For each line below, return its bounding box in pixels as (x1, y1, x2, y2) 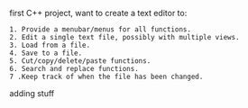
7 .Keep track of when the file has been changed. (9, 72, 204, 81)
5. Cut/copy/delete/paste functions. (9, 57, 152, 66)
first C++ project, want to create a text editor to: (9, 8, 188, 18)
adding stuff (9, 88, 55, 98)
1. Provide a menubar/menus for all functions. (9, 25, 192, 34)
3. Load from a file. (9, 40, 91, 49)
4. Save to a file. (9, 49, 83, 58)
